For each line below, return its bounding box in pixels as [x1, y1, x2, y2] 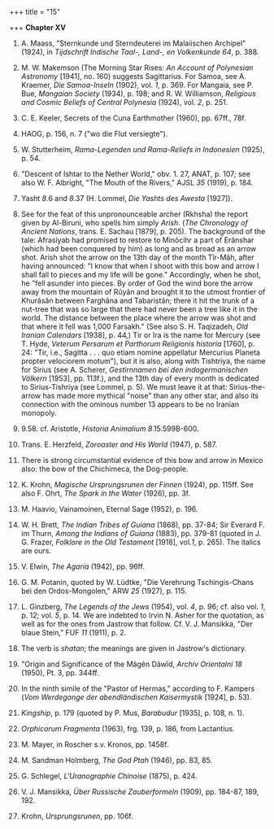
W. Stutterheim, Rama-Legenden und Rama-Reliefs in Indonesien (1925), [20, 145, 265, 154]
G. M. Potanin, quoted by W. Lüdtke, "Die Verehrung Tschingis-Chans [20, 578, 254, 587]
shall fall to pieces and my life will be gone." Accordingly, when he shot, [20, 270, 261, 279]
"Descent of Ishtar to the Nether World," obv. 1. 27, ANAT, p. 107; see [20, 169, 251, 178]
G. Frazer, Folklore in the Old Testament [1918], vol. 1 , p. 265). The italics [20, 537, 261, 547]
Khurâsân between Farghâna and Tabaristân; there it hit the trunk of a [20, 296, 255, 305]
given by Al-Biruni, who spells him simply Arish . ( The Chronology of [20, 218, 249, 227]
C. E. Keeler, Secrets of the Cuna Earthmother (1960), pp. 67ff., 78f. [20, 113, 246, 123]
